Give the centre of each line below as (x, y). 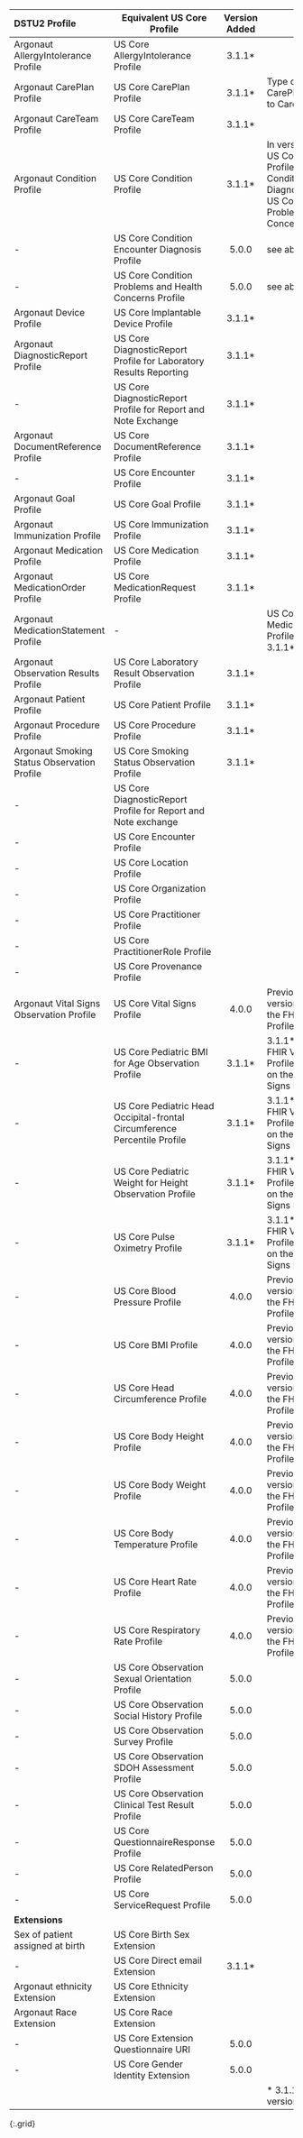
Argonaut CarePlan (54, 87)
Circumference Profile (160, 1399)
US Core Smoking (151, 751)
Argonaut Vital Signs (57, 1003)
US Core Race (143, 2012)
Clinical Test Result (154, 1805)
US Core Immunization (161, 524)
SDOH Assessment (154, 1768)
